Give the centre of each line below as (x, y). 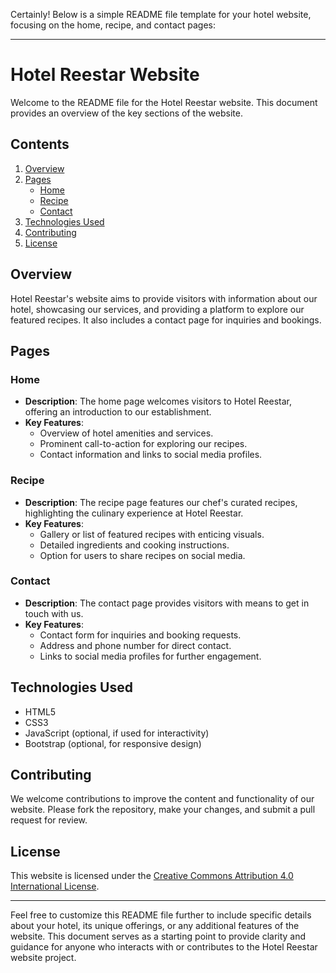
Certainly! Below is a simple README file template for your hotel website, (161, 14)
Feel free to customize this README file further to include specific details (161, 915)
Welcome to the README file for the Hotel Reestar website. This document (164, 102)
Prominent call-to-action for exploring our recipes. (143, 444)
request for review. (49, 820)
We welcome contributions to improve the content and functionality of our (162, 799)
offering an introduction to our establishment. (118, 412)
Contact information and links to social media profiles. (151, 455)
